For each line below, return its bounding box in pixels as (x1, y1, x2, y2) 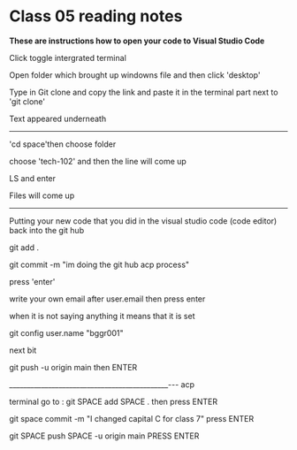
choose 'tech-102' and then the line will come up (9, 156, 187, 166)
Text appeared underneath (9, 113, 107, 124)
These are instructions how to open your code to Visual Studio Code (9, 35, 265, 46)
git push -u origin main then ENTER (9, 362, 138, 372)
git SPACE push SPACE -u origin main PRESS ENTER (9, 431, 200, 441)
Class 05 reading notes (9, 6, 183, 27)
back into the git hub (9, 225, 85, 235)
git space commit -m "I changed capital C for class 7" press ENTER (9, 413, 255, 423)
